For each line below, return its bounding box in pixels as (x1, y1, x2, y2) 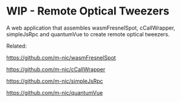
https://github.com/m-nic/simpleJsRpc (6, 77, 103, 84)
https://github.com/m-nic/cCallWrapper (6, 65, 106, 73)
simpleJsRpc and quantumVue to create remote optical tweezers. (6, 30, 170, 37)
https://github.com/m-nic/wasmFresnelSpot (6, 54, 117, 61)
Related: (6, 42, 27, 49)
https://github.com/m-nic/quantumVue (6, 89, 103, 96)
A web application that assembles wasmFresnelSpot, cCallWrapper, (6, 24, 176, 31)
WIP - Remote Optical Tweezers (6, 4, 169, 18)
